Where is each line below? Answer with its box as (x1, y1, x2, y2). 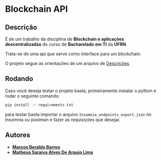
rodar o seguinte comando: (5, 93, 60, 99)
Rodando (5, 75, 33, 83)
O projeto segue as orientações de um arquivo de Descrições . (5, 61, 131, 66)
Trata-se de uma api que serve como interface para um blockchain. (5, 51, 141, 57)
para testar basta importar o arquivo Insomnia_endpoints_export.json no (5, 111, 152, 117)
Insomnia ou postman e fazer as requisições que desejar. (5, 117, 121, 123)
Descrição (5, 23, 37, 32)
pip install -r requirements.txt (5, 102, 74, 107)
